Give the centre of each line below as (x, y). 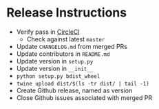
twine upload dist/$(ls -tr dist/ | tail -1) (83, 83)
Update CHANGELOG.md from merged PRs (72, 46)
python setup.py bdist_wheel (58, 76)
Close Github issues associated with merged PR (84, 97)
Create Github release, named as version (74, 90)
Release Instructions (67, 13)
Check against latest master (66, 39)
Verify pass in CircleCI (48, 32)
